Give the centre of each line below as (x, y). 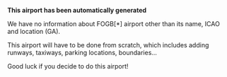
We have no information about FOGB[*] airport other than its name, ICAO (114, 24)
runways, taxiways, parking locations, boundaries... (82, 53)
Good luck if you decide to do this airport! (68, 66)
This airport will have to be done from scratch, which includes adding (108, 45)
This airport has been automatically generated (77, 10)
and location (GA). (34, 31)
